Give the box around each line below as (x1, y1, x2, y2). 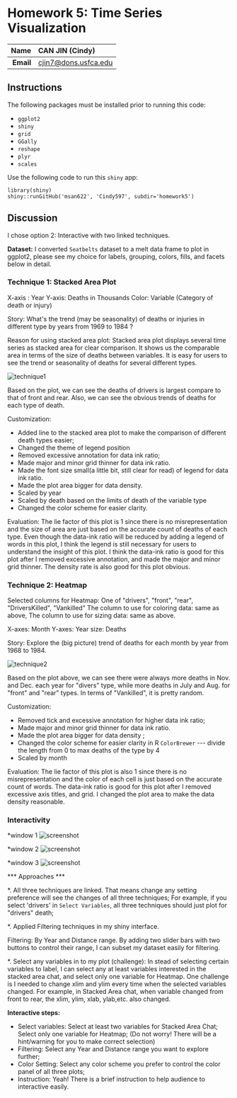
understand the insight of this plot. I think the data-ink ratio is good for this (7, 547, 224, 556)
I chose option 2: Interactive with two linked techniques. (7, 231, 170, 239)
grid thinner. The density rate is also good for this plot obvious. (7, 562, 191, 571)
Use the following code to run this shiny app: (7, 173, 138, 181)
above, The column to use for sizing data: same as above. (7, 611, 175, 620)
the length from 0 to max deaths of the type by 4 (17, 746, 160, 755)
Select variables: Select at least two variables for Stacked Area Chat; (17, 1022, 218, 1031)
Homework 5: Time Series (7, 5, 163, 21)
